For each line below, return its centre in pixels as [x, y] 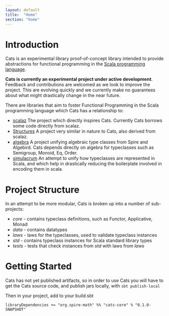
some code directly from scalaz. [46, 126]
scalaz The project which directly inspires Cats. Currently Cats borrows [88, 120]
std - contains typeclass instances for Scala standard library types [82, 241]
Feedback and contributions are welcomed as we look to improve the [78, 85]
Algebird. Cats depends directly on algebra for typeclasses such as [83, 147]
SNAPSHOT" [16, 310]
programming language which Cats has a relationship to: [64, 111]
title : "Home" [21, 15]
